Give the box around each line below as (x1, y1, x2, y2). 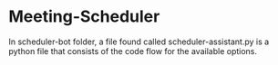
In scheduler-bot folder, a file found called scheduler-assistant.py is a (8, 36, 270, 47)
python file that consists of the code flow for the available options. (8, 45, 257, 56)
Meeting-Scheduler (8, 6, 160, 27)
